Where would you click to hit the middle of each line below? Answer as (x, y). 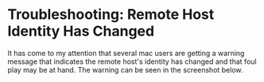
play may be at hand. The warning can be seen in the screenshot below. (125, 69)
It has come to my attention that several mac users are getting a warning (126, 53)
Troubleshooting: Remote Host (111, 15)
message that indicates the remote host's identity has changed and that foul (132, 61)
